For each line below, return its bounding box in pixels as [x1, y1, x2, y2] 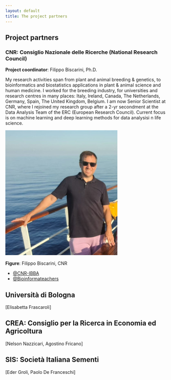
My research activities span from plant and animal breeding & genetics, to [5, 77, 161, 83]
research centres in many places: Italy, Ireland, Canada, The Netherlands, [5, 93, 160, 99]
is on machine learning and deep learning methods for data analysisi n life [5, 115, 161, 121]
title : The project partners [5, 13, 68, 19]
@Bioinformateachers [12, 276, 59, 282]
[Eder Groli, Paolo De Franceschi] [5, 369, 76, 375]
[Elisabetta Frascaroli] [5, 304, 52, 310]
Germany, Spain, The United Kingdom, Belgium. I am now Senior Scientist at [5, 98, 166, 104]
